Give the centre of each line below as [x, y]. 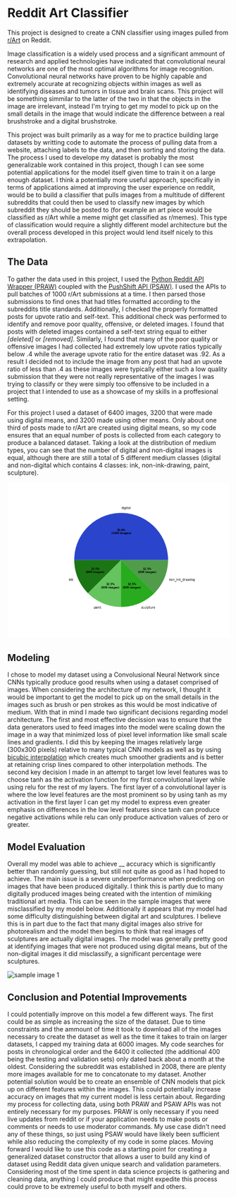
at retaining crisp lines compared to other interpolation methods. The [107, 765]
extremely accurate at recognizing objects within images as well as [105, 83]
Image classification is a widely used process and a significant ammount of [116, 54]
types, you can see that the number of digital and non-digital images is [110, 450]
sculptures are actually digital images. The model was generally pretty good [117, 939]
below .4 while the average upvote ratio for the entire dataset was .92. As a [116, 353]
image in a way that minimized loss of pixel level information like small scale [117, 734]
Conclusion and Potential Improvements [97, 997]
